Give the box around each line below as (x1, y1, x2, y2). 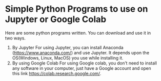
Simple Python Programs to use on (5, 3, 148, 15)
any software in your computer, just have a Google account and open (12, 65, 151, 71)
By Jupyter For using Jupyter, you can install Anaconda (12, 44, 123, 50)
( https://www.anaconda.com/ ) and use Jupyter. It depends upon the (12, 50, 150, 56)
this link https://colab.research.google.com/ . (12, 70, 101, 76)
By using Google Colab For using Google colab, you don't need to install (12, 60, 157, 66)
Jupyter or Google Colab (5, 14, 106, 25)
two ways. (5, 35, 26, 41)
